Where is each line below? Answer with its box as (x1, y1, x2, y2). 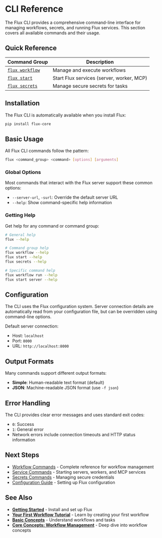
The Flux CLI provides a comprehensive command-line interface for (5, 19, 141, 25)
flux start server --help (5, 277, 57, 282)
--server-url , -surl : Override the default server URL (12, 194, 118, 200)
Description (86, 58, 114, 65)
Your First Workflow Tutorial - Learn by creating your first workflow (12, 512, 149, 518)
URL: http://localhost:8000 (12, 343, 69, 349)
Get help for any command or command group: (5, 223, 100, 229)
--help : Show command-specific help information (12, 200, 112, 206)
